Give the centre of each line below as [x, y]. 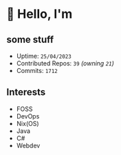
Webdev [28, 145]
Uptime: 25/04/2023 [44, 56]
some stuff [30, 40]
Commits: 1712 [37, 71]
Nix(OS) [27, 123]
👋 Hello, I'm [40, 14]
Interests [26, 92]
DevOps [28, 116]
